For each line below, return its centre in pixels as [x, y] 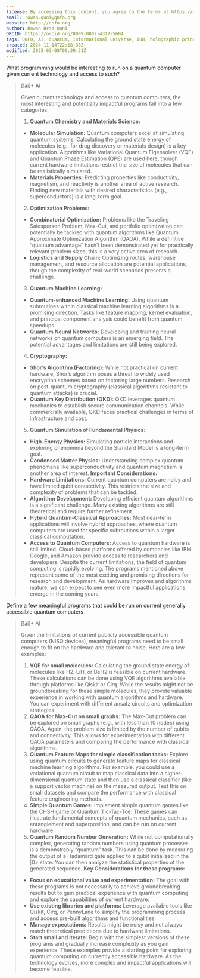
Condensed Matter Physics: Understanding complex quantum [107, 460]
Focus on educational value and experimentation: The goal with [110, 880]
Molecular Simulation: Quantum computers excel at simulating [107, 133]
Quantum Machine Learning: [66, 288]
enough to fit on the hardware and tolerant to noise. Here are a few [103, 647]
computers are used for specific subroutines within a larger [102, 530]
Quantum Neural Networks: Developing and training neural [103, 332]
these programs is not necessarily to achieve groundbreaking [105, 886]
